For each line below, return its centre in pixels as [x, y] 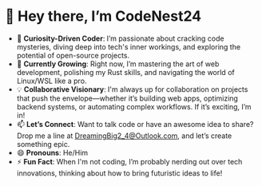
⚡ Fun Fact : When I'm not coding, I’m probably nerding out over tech [129, 161]
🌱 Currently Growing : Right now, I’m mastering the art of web [118, 64]
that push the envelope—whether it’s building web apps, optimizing [127, 98]
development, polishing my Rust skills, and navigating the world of [125, 72]
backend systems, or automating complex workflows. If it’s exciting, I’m [134, 106]
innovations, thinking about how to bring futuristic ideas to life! [119, 173]
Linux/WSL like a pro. [52, 81]
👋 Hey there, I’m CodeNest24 [103, 16]
